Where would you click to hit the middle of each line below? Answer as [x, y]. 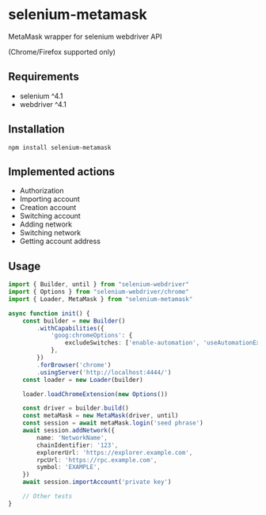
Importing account [50, 199]
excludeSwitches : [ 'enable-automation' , [132, 343]
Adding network [46, 224]
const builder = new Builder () [74, 321]
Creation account [48, 208]
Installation [36, 130]
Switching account [50, 216]
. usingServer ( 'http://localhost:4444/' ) [104, 372]
